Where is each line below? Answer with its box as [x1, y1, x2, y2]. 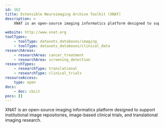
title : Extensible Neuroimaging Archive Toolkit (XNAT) [5, 12, 121, 17]
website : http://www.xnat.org [5, 30, 67, 35]
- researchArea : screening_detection [14, 57, 91, 62]
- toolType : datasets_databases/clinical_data [14, 43, 110, 48]
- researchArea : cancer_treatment [14, 52, 84, 58]
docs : [5, 84, 16, 89]
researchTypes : [5, 62, 36, 66]
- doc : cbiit [14, 89, 41, 94]
